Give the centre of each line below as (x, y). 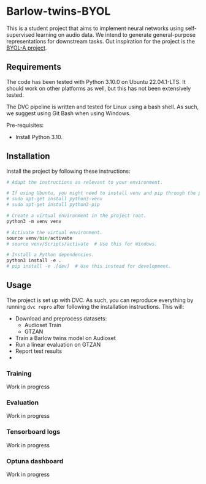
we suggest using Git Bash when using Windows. (69, 113)
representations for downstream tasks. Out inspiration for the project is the (101, 41)
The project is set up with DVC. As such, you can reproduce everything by (100, 300)
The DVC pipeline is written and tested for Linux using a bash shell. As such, (103, 107)
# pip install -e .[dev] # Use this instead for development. (89, 267)
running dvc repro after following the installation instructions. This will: (95, 306)
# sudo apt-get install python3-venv (55, 199)
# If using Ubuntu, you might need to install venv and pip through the (101, 193)
